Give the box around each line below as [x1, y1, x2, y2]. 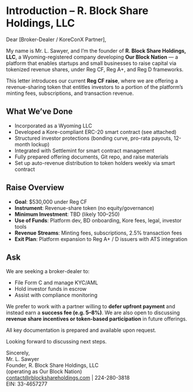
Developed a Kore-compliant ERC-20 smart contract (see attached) [14, 128, 177, 135]
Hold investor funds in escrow [14, 286, 87, 293]
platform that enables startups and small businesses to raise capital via [6, 60, 177, 67]
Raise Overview [6, 183, 64, 192]
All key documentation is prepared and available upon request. [6, 326, 156, 334]
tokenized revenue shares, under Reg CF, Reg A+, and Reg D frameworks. [6, 66, 184, 73]
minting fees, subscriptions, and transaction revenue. [6, 90, 134, 97]
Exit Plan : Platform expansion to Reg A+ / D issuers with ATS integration [14, 235, 188, 242]
